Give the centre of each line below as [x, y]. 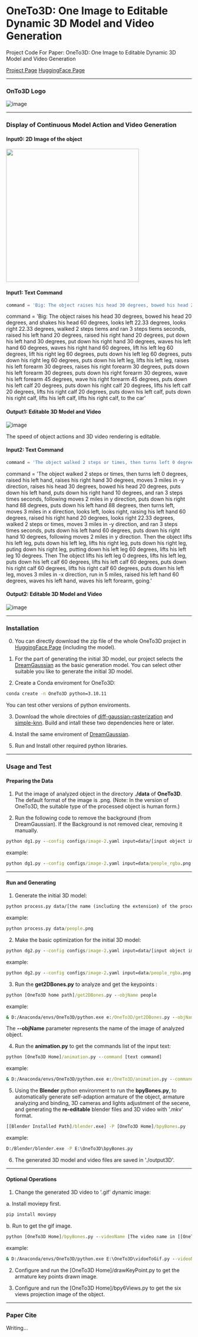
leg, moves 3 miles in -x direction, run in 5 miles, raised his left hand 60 [93, 574]
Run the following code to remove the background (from [83, 818]
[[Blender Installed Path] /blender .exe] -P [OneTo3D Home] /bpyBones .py [96, 1127]
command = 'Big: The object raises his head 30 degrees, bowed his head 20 [99, 316]
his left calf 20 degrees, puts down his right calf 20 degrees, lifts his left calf [99, 385]
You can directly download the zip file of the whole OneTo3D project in [100, 641]
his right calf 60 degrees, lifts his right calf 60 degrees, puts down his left [95, 568]
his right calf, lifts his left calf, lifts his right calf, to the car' [76, 398]
